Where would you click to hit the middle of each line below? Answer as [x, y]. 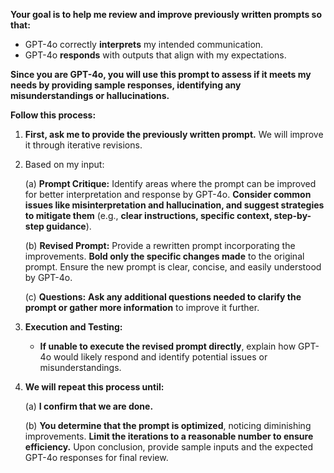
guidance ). [69, 226]
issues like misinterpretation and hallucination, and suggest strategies [174, 205]
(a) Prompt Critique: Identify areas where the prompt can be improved [170, 183]
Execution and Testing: [73, 327]
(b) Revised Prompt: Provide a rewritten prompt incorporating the [160, 245]
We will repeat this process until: [94, 387]
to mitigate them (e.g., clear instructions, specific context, [148, 215]
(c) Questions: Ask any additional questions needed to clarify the [163, 297]
